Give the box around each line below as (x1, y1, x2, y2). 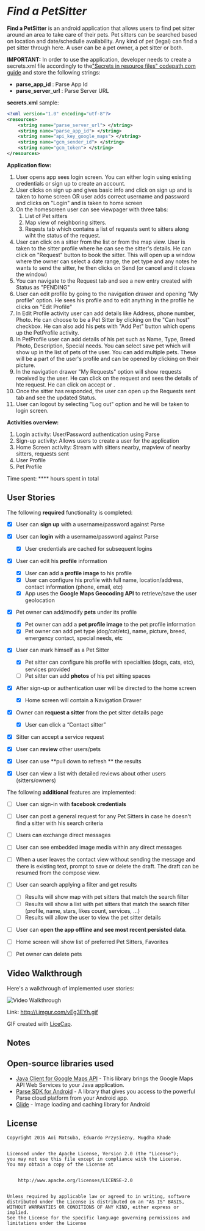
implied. (7, 1209, 29, 1216)
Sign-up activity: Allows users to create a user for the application (15, 437, 179, 444)
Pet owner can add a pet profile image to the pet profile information (24, 621, 196, 628)
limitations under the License (7, 1220, 87, 1226)
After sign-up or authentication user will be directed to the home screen (15, 684, 196, 691)
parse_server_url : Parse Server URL (15, 87, 109, 94)
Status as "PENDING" (15, 283, 70, 291)
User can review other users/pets (15, 745, 101, 752)
